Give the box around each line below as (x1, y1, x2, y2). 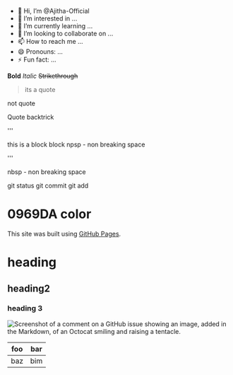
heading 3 (7, 304, 43, 313)
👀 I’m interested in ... (17, 14, 78, 23)
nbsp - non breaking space (7, 168, 86, 176)
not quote (7, 99, 36, 108)
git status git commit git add (7, 181, 89, 190)
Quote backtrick (7, 113, 54, 121)
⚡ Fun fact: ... (17, 55, 56, 64)
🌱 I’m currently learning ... (17, 22, 93, 30)
